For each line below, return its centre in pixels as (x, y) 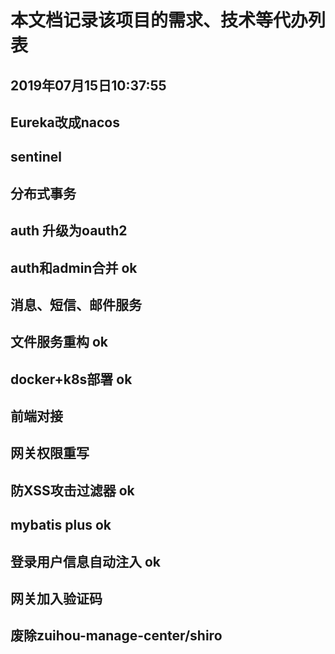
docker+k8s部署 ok (71, 379)
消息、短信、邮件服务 (76, 304)
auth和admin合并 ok (74, 267)
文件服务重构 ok (59, 342)
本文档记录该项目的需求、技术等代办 (159, 20)
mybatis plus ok (61, 525)
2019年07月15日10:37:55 (88, 85)
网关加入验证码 (56, 599)
